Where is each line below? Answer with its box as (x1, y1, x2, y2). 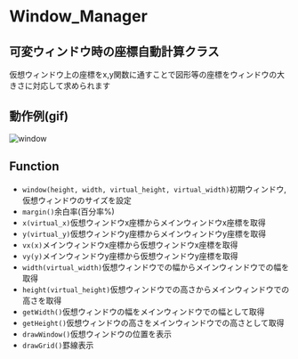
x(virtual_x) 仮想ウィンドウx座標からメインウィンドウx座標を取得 (21, 216, 266, 228)
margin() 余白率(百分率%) (21, 206, 116, 216)
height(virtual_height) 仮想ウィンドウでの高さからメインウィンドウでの (21, 283, 290, 295)
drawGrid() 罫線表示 (21, 339, 94, 350)
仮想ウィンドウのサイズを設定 (21, 194, 132, 206)
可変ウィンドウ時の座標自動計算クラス (9, 44, 220, 59)
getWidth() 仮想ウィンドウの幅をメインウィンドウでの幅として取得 (21, 306, 265, 317)
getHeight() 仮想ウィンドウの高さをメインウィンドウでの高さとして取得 (21, 317, 285, 328)
